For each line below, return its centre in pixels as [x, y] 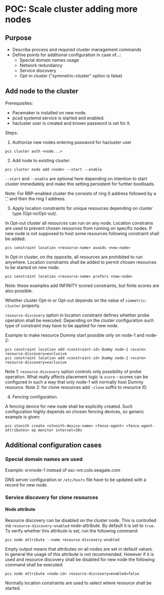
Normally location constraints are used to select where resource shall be [78, 583]
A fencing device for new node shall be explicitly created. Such [69, 406]
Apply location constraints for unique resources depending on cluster [82, 208]
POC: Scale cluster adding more [71, 9]
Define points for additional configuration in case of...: [67, 55]
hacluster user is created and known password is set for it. [71, 123]
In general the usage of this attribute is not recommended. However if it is [80, 554]
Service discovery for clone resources [52, 497]
